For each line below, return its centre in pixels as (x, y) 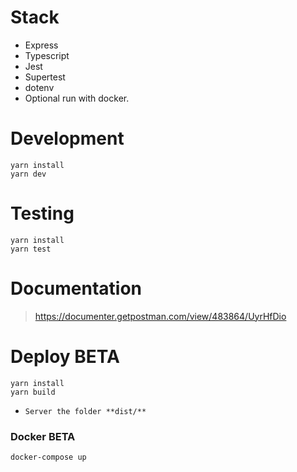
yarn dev (28, 174)
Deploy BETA (65, 356)
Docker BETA (43, 436)
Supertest (45, 77)
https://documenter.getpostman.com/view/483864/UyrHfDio (160, 316)
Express (41, 45)
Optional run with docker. (77, 98)
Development (67, 138)
